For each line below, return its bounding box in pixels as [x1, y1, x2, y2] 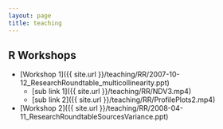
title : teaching [8, 19, 62, 27]
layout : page [8, 11, 52, 20]
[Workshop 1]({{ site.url [19, 69, 97, 80]
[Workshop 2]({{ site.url [19, 104, 98, 113]
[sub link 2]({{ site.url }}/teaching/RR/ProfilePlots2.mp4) [31, 95, 216, 104]
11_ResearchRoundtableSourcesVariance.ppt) [19, 112, 169, 122]
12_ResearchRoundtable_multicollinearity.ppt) [19, 78, 170, 88]
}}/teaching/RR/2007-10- [98, 69, 180, 80]
